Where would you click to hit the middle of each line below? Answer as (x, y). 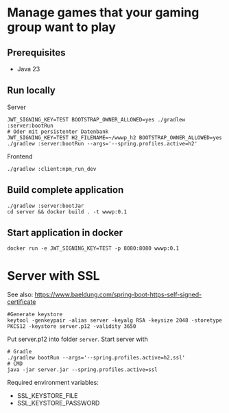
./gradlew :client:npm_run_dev (52, 169)
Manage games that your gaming (103, 13)
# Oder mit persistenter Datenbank (58, 132)
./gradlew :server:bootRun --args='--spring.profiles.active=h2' (102, 143)
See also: (20, 295)
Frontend (20, 156)
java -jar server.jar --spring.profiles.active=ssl (82, 370)
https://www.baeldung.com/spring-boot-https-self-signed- (118, 295)
